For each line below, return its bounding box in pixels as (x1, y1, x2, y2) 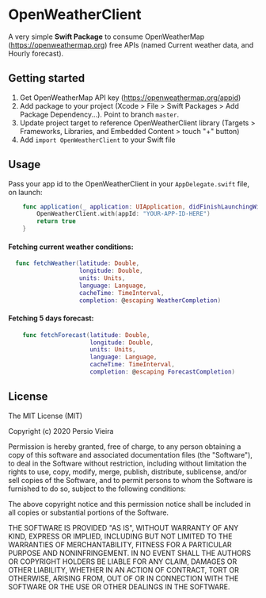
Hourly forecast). (8, 48, 64, 58)
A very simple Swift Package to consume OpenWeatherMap (8, 32, 205, 41)
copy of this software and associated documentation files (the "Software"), (8, 450, 253, 459)
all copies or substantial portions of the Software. (8, 508, 169, 517)
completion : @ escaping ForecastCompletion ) (89, 368, 236, 376)
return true (36, 217, 77, 225)
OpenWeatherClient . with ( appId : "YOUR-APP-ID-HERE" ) (36, 210, 211, 218)
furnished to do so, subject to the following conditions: (8, 484, 186, 493)
